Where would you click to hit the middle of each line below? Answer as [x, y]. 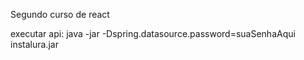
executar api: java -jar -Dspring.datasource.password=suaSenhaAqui [153, 33]
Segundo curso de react [60, 14]
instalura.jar [34, 44]
